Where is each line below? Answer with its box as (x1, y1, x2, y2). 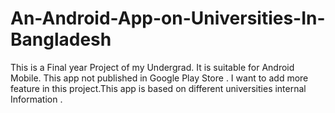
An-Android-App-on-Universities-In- (10, 7, 326, 30)
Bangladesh (10, 28, 112, 51)
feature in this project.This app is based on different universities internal (10, 82, 307, 94)
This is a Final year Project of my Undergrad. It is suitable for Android (10, 61, 295, 73)
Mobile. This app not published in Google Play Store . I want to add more (10, 72, 309, 84)
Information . (10, 93, 63, 105)
